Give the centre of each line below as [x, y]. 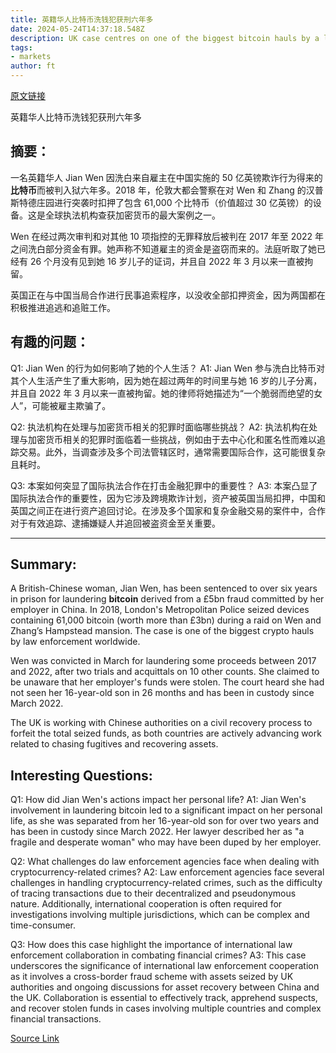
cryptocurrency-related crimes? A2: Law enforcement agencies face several [167, 872]
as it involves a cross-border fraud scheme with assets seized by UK [152, 977]
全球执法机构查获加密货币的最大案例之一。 [132, 215]
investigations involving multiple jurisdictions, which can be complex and [160, 915]
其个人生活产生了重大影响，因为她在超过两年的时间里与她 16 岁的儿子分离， [166, 380]
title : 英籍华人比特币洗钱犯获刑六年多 [82, 19]
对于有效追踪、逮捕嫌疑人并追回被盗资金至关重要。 [115, 523]
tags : [21, 47]
